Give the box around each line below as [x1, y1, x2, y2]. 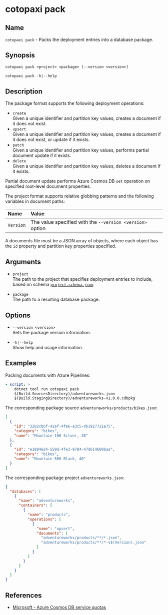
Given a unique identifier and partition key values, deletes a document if [12, 163, 161, 169]
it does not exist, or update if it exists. [12, 136, 90, 143]
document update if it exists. [12, 152, 71, 158]
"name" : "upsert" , [36, 526, 75, 531]
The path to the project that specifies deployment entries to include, [12, 276, 153, 282]
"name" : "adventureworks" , [18, 498, 75, 503]
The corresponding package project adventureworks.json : [5, 475, 124, 481]
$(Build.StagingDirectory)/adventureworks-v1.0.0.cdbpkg [14, 396, 135, 401]
